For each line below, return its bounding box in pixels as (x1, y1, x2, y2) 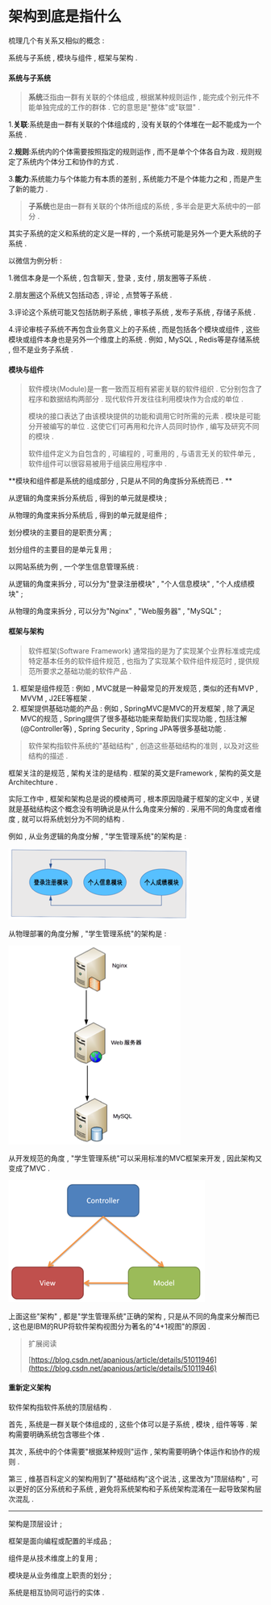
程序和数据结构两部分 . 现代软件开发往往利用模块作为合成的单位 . (27, 394, 244, 404)
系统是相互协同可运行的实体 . (8, 1587, 105, 1597)
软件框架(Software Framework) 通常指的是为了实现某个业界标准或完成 (27, 645, 261, 655)
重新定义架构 (8, 1383, 51, 1393)
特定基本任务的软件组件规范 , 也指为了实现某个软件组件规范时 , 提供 (27, 656, 252, 666)
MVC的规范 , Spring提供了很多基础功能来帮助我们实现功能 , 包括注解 (19, 713, 248, 723)
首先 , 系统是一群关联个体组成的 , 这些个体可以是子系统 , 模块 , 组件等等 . (8, 1419, 248, 1429)
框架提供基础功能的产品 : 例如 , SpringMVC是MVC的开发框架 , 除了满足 (19, 704, 256, 713)
